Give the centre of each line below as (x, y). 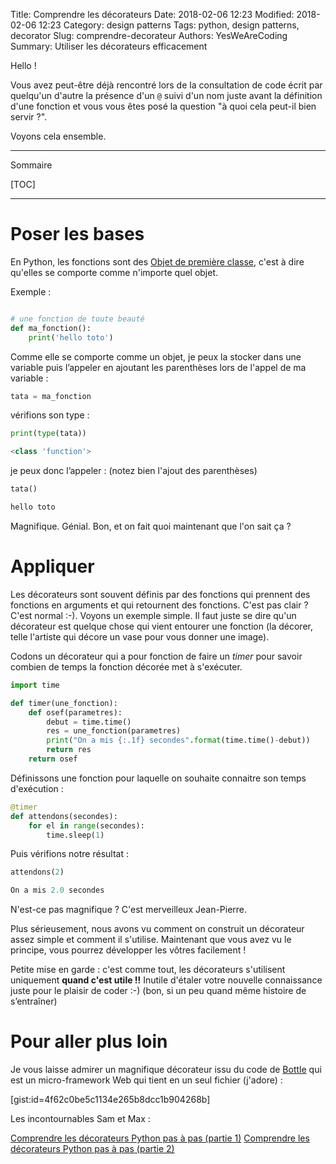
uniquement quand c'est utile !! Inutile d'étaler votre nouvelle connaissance (166, 980)
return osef (53, 759)
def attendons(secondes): (64, 816)
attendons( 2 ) (37, 872)
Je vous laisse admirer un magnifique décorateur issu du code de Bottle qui (166, 1070)
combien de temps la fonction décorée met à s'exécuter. (126, 666)
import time (35, 685)
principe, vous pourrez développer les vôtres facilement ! (128, 950)
